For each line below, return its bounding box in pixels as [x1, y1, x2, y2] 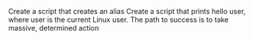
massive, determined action [8, 24, 99, 32]
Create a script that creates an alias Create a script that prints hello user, [8, 7, 246, 16]
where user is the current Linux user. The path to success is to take [8, 15, 229, 24]
